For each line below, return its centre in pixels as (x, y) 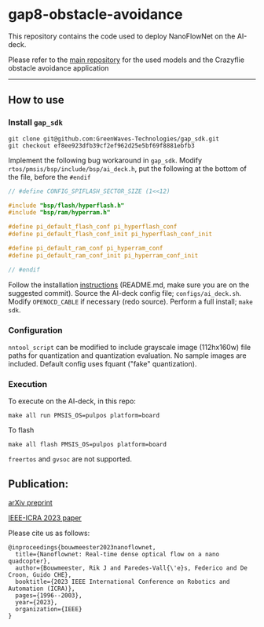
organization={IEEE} (49, 610)
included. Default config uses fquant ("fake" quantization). (103, 363)
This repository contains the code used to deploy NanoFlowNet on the (122, 36)
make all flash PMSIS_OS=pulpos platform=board (88, 445)
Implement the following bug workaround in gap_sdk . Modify (105, 160)
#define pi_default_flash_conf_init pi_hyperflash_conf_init (110, 234)
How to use (36, 100)
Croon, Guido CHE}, (40, 575)
